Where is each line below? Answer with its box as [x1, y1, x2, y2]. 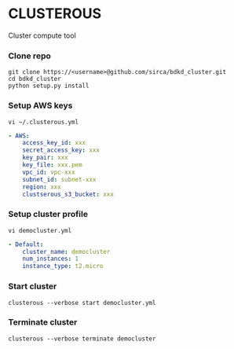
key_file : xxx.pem [22, 161, 82, 169]
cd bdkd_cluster [8, 75, 61, 83]
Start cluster [8, 281, 57, 292]
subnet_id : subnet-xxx [22, 175, 97, 183]
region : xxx [22, 182, 61, 191]
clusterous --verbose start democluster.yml [8, 299, 156, 307]
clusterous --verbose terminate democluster [8, 335, 156, 343]
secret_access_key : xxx [22, 146, 101, 154]
